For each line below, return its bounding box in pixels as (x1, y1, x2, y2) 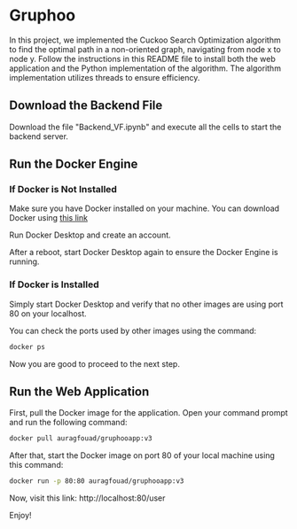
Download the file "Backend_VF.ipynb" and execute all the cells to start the (9, 121, 282, 132)
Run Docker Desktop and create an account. (9, 229, 171, 240)
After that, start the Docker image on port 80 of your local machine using (9, 450, 275, 461)
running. (9, 256, 40, 267)
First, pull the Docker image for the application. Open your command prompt (9, 408, 288, 418)
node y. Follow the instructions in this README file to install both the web (9, 53, 277, 64)
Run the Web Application (9, 385, 150, 399)
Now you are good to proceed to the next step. (9, 358, 180, 369)
